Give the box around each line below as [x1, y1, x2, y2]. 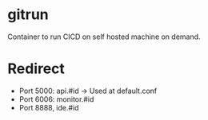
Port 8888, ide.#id [18, 103, 79, 112]
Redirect [7, 60, 66, 78]
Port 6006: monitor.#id [18, 94, 94, 104]
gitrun [7, 6, 49, 24]
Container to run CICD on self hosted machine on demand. [7, 32, 201, 41]
